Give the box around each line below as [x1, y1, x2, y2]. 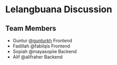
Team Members [5, 24, 56, 33]
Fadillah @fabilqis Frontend [12, 43, 71, 49]
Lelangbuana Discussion [5, 4, 112, 15]
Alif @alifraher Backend [12, 54, 63, 60]
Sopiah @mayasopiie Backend [12, 49, 77, 54]
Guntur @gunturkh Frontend [12, 37, 73, 44]
